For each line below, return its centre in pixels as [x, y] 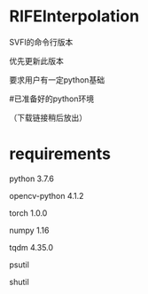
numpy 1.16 [29, 230]
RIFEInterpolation [74, 16]
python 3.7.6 [32, 179]
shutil [19, 282]
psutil [19, 265]
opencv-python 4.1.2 [47, 195]
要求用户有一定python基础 [57, 79]
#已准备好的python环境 [52, 99]
